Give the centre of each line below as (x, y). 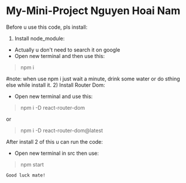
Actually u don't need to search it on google (67, 50)
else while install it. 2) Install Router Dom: (56, 85)
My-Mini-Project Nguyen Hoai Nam (93, 11)
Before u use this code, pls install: (47, 27)
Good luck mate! (26, 175)
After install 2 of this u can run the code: (55, 141)
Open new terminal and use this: (54, 96)
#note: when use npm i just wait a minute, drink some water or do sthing (93, 79)
